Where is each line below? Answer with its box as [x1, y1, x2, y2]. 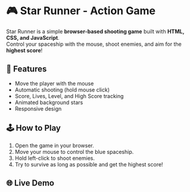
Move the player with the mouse [14, 80, 94, 87]
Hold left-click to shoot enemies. [14, 155, 95, 162]
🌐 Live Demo [6, 178, 55, 188]
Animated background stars [14, 99, 83, 106]
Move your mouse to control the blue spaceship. [14, 148, 134, 155]
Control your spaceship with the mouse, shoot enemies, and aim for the [6, 40, 182, 48]
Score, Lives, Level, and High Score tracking [14, 92, 124, 99]
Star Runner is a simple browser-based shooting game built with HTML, [6, 27, 185, 35]
